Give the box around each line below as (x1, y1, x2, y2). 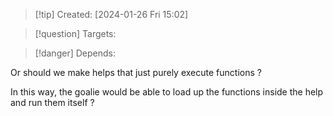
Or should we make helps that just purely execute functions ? (10, 67, 262, 78)
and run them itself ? (10, 97, 95, 108)
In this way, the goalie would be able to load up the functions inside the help (10, 86, 324, 98)
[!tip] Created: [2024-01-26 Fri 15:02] (34, 9, 189, 20)
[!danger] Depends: (34, 47, 116, 59)
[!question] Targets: (34, 28, 117, 39)
